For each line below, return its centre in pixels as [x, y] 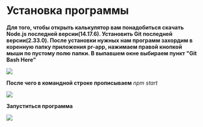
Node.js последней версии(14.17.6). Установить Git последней [90, 33]
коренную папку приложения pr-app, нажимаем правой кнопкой [94, 47]
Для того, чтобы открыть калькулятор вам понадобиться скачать [95, 27]
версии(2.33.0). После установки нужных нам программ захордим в [99, 40]
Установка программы [68, 11]
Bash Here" [21, 60]
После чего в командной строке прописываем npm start [82, 83]
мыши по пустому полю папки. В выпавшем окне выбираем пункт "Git [102, 53]
